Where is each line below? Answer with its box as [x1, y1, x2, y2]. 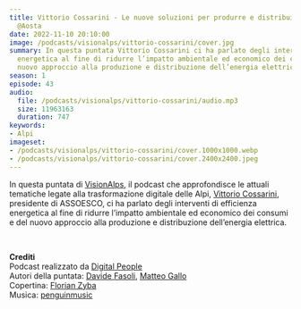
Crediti [9, 251, 36, 262]
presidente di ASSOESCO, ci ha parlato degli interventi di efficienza [9, 197, 257, 208]
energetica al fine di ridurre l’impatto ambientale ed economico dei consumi [9, 207, 288, 218]
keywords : [9, 121, 47, 130]
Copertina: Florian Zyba [9, 280, 97, 290]
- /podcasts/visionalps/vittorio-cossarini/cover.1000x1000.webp [9, 146, 258, 154]
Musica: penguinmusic [9, 289, 93, 300]
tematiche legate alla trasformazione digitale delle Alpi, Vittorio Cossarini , [9, 188, 279, 199]
